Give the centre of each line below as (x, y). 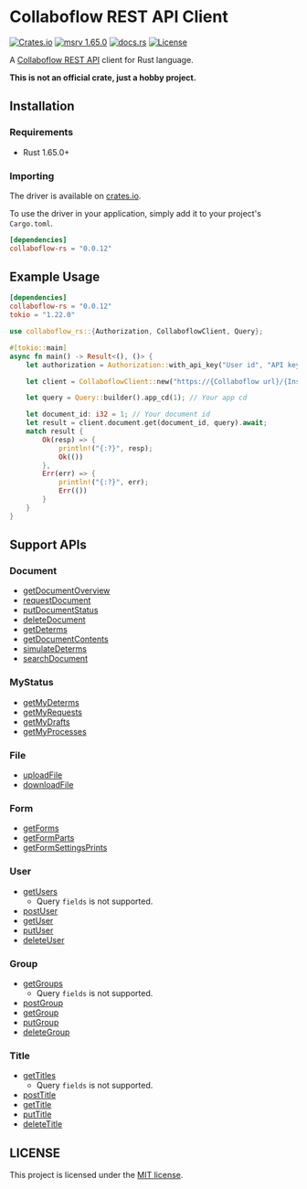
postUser (40, 910)
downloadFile (48, 785)
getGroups (43, 983)
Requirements (42, 133)
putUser (38, 930)
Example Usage (55, 277)
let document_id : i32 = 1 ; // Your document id (118, 414)
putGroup (41, 1022)
